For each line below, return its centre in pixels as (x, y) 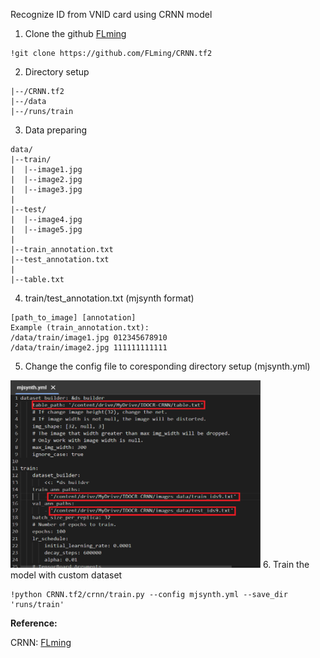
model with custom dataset (66, 575)
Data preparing (56, 130)
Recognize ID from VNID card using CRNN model (111, 14)
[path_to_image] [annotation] (73, 318)
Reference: (34, 623)
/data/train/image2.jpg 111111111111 (89, 348)
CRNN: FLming (41, 642)
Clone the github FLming (75, 33)
